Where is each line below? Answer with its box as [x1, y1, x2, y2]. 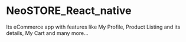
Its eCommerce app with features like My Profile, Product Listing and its [6, 23, 181, 30]
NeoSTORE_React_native [6, 4, 132, 17]
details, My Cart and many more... [6, 29, 89, 36]
